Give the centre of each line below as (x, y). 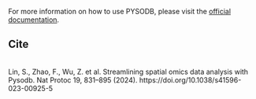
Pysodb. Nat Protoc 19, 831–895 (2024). (73, 80)
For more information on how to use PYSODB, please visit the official (119, 11)
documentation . (34, 20)
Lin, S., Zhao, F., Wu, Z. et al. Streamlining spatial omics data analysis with (128, 71)
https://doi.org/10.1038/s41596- (190, 80)
